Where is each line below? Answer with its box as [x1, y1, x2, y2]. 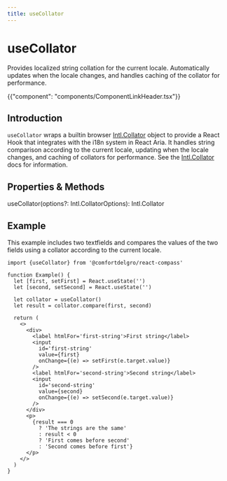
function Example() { [7, 272, 71, 279]
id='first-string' [38, 345, 92, 352]
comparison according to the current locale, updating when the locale [7, 146, 209, 154]
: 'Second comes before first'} [38, 443, 133, 450]
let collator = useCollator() [13, 296, 102, 303]
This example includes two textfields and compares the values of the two [7, 239, 219, 246]
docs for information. [7, 160, 68, 169]
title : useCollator [7, 10, 64, 18]
